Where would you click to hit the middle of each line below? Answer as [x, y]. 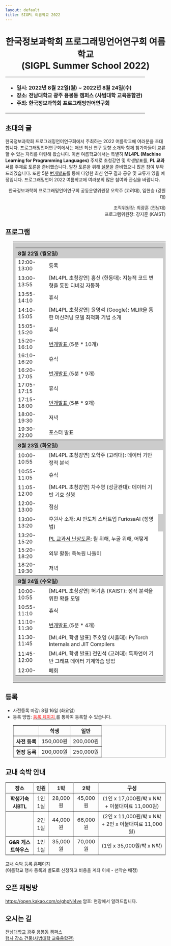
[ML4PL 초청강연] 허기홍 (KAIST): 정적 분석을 [101, 591]
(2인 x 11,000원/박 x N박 [132, 816]
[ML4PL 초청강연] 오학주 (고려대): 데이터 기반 [101, 455]
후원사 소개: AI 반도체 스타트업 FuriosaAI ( [96, 519]
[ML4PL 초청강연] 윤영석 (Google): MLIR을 [98, 310]
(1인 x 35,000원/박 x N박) [132, 845]
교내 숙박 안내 [25, 772]
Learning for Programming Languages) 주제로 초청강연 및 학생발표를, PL [80, 160]
